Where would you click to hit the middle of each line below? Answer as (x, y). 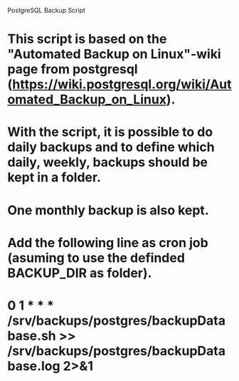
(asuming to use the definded (96, 257)
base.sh (32, 336)
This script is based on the (87, 39)
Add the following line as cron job (108, 242)
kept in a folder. (54, 178)
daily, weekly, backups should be (108, 162)
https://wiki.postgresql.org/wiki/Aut (122, 84)
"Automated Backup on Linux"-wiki (115, 54)
